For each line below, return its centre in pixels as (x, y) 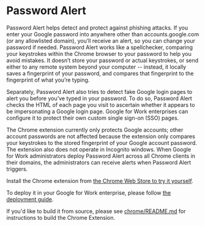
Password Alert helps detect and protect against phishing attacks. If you (97, 28)
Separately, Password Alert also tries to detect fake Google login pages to (99, 92)
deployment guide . (30, 199)
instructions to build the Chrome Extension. (61, 217)
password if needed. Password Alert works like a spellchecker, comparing (100, 47)
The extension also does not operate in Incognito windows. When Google (99, 149)
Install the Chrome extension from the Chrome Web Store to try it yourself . (100, 181)
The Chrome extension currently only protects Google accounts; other (95, 130)
